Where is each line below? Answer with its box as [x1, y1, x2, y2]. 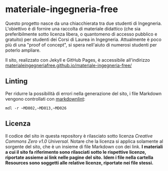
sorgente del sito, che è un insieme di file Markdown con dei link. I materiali [5, 143, 163, 150]
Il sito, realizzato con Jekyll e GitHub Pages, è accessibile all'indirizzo [5, 57, 150, 63]
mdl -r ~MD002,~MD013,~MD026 [5, 105, 67, 111]
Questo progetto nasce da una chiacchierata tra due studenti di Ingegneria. [5, 20, 162, 26]
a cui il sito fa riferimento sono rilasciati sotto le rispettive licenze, [5, 149, 147, 155]
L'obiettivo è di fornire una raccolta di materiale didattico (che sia [5, 25, 141, 31]
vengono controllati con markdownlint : [5, 96, 86, 102]
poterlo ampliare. [5, 47, 41, 53]
